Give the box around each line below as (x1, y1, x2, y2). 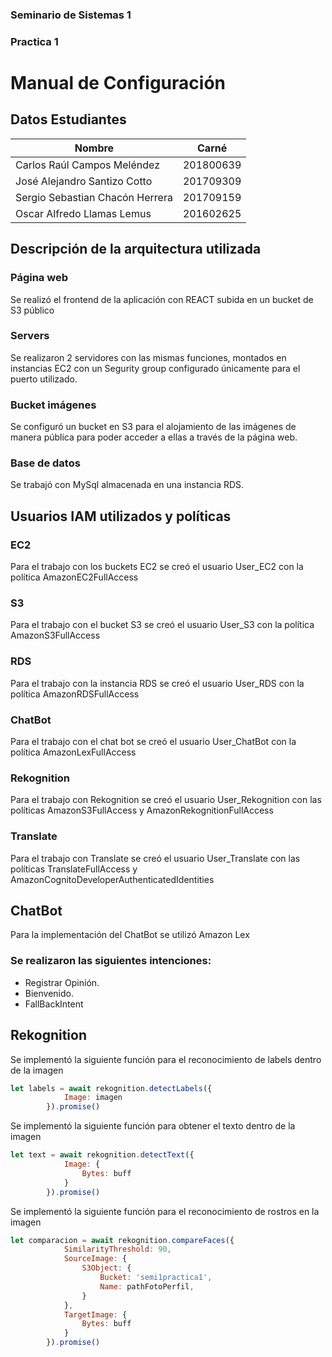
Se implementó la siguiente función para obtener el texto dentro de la (10, 1120, 296, 1132)
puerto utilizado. (10, 373, 78, 385)
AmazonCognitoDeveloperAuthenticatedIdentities (10, 873, 215, 885)
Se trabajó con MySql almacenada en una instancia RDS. (10, 479, 245, 491)
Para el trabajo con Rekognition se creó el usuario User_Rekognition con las (10, 794, 322, 806)
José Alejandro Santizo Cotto (15, 174, 153, 188)
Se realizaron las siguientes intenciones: (10, 954, 212, 968)
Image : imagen (63, 1093, 123, 1103)
